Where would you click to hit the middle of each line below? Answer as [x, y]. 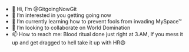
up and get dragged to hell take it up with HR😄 [69, 43]
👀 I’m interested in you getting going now [62, 15]
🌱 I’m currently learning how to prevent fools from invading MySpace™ [97, 21]
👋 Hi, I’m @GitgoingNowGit [44, 9]
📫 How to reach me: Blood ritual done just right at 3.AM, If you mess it [97, 34]
